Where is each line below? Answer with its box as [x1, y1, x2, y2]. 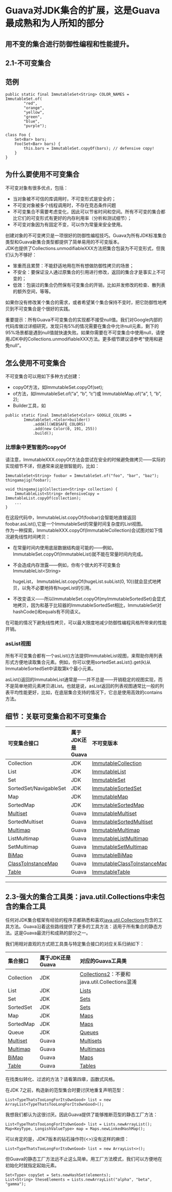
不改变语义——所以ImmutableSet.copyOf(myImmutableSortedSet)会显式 [12, 595, 166, 602]
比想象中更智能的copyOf [5, 443, 67, 451]
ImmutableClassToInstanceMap [92, 860, 168, 867]
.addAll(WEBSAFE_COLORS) [32, 422, 86, 427]
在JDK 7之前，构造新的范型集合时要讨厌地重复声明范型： [5, 1087, 126, 1093]
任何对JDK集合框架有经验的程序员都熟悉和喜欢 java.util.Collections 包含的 [5, 917, 158, 923]
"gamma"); [5, 1181, 27, 1186]
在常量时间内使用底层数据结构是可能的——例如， [12, 544, 116, 550]
